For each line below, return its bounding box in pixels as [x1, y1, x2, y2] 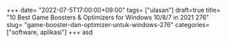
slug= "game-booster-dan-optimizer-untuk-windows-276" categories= [6, 21, 210, 28]
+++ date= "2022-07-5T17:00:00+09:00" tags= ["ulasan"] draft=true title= [6, 6, 221, 14]
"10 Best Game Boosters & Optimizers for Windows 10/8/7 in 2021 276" [6, 13, 210, 21]
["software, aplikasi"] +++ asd [6, 28, 93, 36]
